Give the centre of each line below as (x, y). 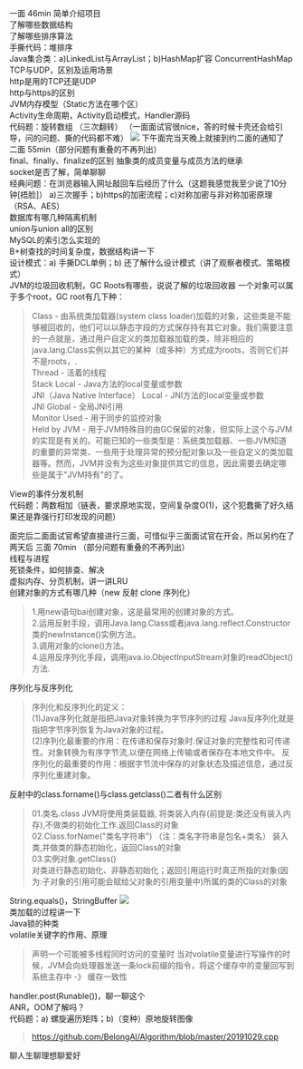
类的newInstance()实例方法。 (86, 634)
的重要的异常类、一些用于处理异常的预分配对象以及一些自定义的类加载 (162, 452)
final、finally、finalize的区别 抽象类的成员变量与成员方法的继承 (126, 160)
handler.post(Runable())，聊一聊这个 (77, 996)
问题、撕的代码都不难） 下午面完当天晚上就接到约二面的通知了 (162, 138)
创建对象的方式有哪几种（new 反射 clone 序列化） (102, 593)
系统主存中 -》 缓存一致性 (80, 977)
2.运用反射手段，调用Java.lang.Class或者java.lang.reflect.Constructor (161, 623)
